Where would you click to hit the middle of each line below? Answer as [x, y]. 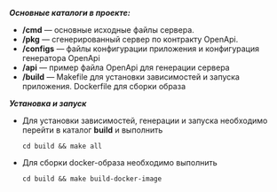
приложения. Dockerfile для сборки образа [104, 86]
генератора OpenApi [61, 58]
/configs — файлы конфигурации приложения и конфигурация [141, 49]
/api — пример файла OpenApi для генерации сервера [126, 67]
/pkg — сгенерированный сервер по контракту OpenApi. [130, 39]
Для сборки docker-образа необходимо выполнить [119, 162]
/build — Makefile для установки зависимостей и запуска [131, 77]
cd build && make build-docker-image [92, 179]
